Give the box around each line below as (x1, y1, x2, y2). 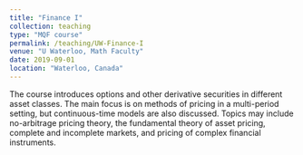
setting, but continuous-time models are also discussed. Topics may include (9, 108, 294, 119)
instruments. (9, 137, 56, 148)
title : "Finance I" (9, 13, 83, 23)
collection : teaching (9, 22, 92, 31)
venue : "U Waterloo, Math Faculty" (9, 47, 144, 56)
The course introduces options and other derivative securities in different (9, 88, 283, 100)
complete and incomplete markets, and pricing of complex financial (9, 127, 261, 138)
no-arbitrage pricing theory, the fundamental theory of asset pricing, (9, 117, 266, 128)
